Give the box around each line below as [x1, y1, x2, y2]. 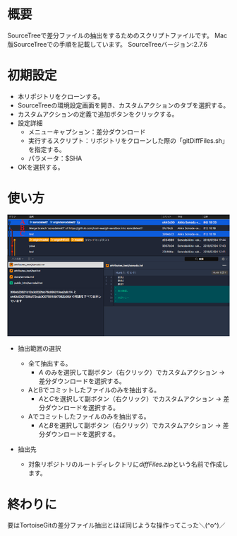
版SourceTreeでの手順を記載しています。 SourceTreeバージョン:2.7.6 [7, 40, 208, 48]
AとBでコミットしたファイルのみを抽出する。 [28, 386, 161, 395]
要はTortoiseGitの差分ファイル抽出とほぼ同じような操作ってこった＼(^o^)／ [7, 521, 226, 530]
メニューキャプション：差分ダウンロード [28, 127, 146, 136]
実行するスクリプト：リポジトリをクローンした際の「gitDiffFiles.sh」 [28, 136, 229, 145]
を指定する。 [28, 145, 66, 153]
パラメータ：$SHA [28, 153, 83, 163]
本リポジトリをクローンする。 [17, 92, 104, 100]
